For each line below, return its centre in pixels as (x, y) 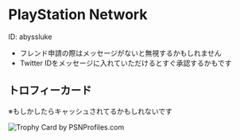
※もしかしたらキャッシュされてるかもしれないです (91, 111)
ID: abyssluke (30, 37)
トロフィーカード (50, 90)
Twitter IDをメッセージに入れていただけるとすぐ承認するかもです (126, 63)
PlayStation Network (78, 15)
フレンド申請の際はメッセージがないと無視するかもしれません (121, 52)
